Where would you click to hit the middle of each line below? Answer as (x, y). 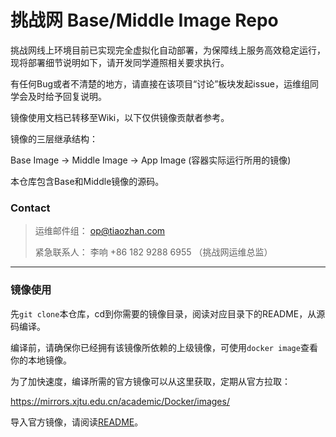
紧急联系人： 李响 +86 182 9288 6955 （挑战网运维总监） (153, 252)
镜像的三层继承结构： (54, 138)
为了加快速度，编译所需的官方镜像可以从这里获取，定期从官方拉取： (150, 381)
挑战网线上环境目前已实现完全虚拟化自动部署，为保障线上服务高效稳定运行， (168, 50)
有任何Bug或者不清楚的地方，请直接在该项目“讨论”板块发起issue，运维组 (160, 83)
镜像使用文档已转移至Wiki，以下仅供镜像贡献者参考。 (120, 117)
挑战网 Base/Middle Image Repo (144, 20)
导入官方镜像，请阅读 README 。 (77, 422)
